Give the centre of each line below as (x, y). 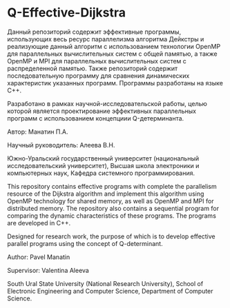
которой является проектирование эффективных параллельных (102, 111)
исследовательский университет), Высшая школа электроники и (103, 165)
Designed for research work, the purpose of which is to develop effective (111, 236)
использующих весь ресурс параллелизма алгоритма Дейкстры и (106, 39)
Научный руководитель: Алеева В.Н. (61, 145)
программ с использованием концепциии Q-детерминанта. (96, 118)
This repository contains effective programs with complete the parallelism (112, 186)
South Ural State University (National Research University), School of (105, 283)
